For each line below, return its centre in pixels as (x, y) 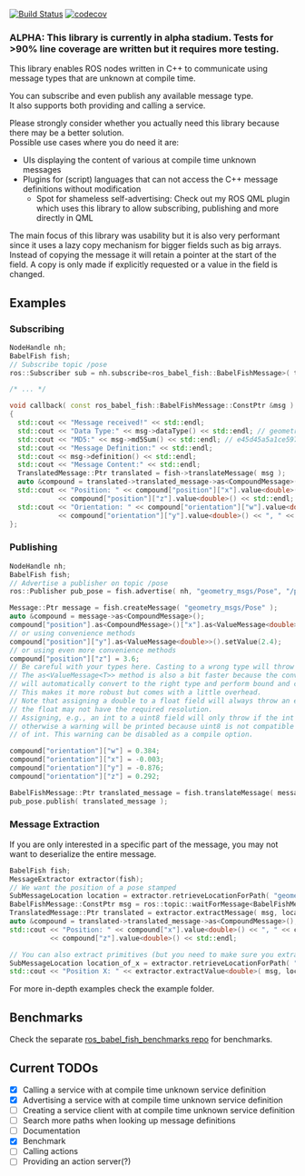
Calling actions (50, 1151)
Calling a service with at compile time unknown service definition (144, 1090)
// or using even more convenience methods (93, 650)
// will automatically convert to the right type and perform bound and (150, 684)
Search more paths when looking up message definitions (129, 1121)
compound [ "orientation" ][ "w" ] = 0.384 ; (85, 751)
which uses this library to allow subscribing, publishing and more (157, 208)
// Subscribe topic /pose (58, 364)
